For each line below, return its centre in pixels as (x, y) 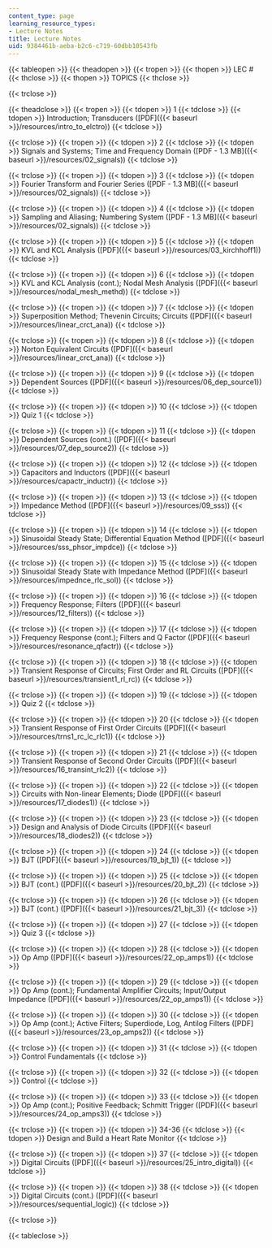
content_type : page (41, 16)
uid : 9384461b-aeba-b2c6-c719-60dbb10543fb (83, 46)
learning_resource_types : (52, 24)
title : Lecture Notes (45, 39)
